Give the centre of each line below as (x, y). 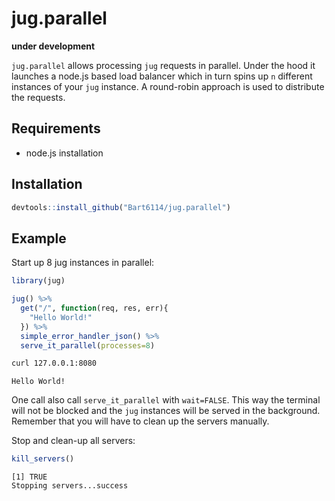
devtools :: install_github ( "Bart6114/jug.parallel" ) (121, 207)
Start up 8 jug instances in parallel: (83, 263)
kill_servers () (43, 459)
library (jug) (38, 281)
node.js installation (64, 153)
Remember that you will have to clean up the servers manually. (140, 421)
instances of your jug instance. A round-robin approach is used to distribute (168, 86)
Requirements (56, 128)
